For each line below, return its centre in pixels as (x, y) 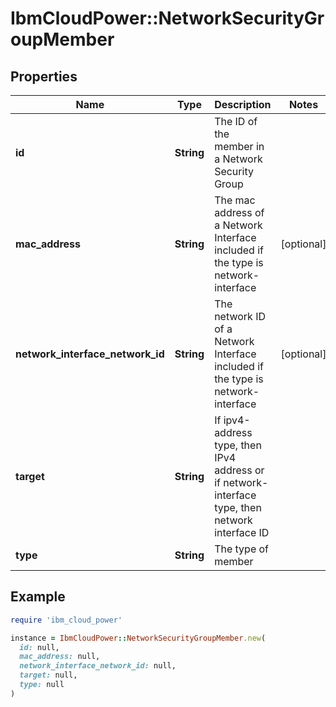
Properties (44, 76)
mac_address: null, (60, 657)
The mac (235, 200)
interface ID (242, 532)
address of (239, 212)
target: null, (48, 675)
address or (239, 470)
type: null (42, 685)
